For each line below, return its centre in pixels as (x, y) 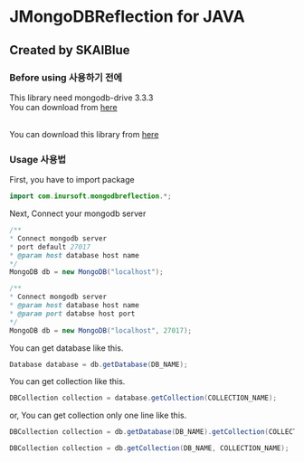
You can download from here (63, 107)
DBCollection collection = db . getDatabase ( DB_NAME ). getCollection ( (139, 432)
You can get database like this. (66, 348)
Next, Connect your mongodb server (78, 213)
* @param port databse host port (72, 314)
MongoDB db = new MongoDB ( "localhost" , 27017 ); (101, 330)
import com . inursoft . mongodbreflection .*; (90, 196)
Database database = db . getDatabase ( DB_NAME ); (99, 364)
